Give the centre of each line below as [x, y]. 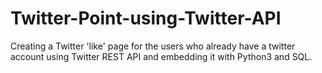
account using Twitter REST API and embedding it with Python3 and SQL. [161, 56]
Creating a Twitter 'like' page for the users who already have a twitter [153, 46]
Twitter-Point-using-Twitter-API [146, 18]
